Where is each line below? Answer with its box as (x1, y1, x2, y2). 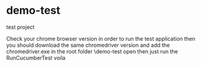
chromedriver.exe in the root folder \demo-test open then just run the (6, 47, 178, 55)
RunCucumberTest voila (6, 54, 66, 61)
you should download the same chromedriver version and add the (6, 41, 170, 49)
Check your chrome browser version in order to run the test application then (6, 35, 196, 42)
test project (6, 23, 35, 31)
